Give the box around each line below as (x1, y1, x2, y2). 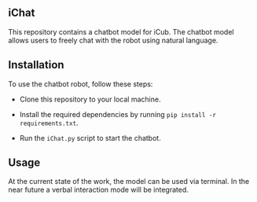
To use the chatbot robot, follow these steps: (8, 79, 153, 89)
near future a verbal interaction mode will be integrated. (8, 185, 189, 195)
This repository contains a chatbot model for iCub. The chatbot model (8, 27, 234, 36)
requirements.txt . (19, 118, 79, 127)
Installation (8, 58, 64, 72)
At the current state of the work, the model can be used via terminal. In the (8, 177, 250, 186)
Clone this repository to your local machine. (19, 94, 161, 104)
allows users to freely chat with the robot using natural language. (8, 35, 218, 45)
